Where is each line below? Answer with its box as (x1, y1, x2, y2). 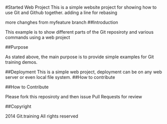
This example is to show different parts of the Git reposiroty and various (5, 29, 154, 35)
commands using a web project (5, 35, 70, 40)
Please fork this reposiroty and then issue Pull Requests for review (5, 94, 142, 99)
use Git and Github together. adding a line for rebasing (5, 10, 118, 16)
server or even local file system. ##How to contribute (5, 74, 115, 80)
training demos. (5, 59, 38, 65)
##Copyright (5, 103, 32, 109)
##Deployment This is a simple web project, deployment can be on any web (5, 69, 162, 75)
